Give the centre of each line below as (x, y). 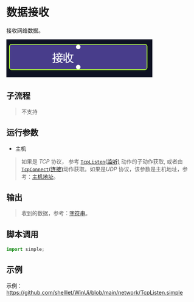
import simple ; (26, 250)
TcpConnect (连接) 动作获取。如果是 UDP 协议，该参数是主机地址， (102, 169)
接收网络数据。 (25, 30)
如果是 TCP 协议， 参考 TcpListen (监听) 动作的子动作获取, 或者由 (102, 161)
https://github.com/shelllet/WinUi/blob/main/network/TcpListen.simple (95, 292)
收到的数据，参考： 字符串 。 (56, 213)
